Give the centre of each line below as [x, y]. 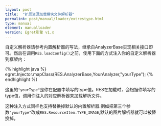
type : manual [18, 23]
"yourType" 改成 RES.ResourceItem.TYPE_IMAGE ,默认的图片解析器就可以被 [80, 112]
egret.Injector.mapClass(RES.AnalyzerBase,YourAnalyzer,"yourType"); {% [79, 74]
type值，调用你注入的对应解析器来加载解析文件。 [55, 96]
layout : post [18, 10]
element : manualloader [28, 28]
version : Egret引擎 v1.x [30, 32]
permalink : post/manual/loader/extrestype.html [55, 19]
